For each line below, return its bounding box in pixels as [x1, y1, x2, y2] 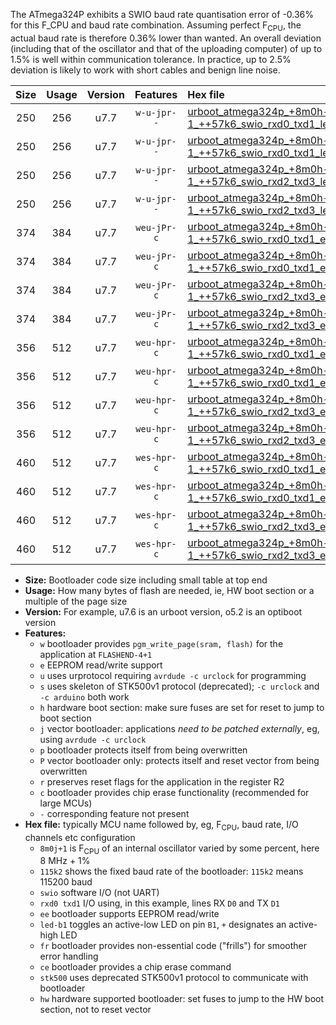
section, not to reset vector [39, 1004, 152, 1016]
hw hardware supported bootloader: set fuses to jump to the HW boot [39, 993, 325, 1005]
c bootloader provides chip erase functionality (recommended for [39, 786, 310, 798]
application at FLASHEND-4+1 [39, 648, 153, 660]
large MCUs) [39, 797, 93, 809]
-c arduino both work [39, 690, 130, 703]
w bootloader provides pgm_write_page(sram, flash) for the [39, 637, 284, 649]
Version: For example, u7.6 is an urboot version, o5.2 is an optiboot [24, 605, 303, 618]
